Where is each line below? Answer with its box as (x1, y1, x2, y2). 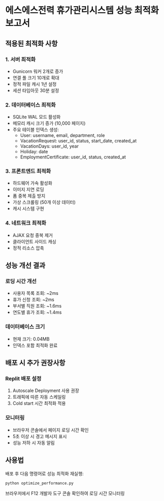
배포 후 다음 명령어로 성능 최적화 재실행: (5, 470, 84, 477)
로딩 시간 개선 (5, 278, 37, 285)
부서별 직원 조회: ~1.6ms (12, 303, 62, 309)
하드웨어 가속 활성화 (12, 180, 52, 186)
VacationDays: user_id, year (20, 143, 79, 149)
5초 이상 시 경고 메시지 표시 (12, 433, 67, 439)
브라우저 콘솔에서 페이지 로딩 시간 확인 (12, 427, 89, 433)
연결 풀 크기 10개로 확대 (12, 74, 59, 80)
